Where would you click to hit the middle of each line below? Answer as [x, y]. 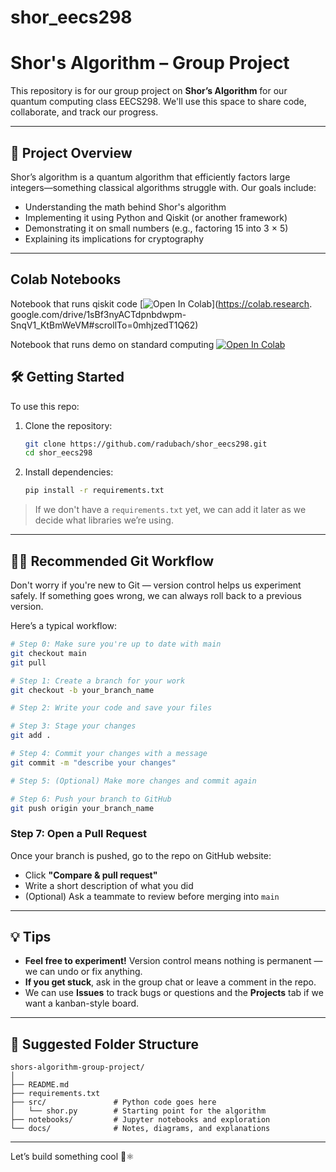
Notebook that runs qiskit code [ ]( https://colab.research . [161, 303]
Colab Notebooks [66, 279]
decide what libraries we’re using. [104, 520]
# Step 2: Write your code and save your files [111, 708]
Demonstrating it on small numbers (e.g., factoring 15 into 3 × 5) [156, 228]
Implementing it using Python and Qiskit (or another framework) [156, 217]
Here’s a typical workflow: [64, 625]
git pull [28, 662]
